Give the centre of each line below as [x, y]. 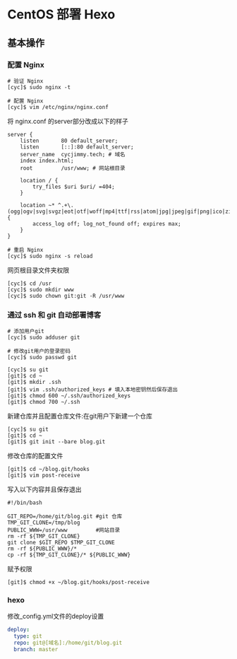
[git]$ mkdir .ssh [34, 383]
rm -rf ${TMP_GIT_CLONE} [44, 537]
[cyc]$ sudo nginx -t [39, 87]
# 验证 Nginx [25, 81]
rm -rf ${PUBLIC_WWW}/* [42, 549]
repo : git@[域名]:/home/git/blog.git [68, 643]
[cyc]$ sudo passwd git [42, 358]
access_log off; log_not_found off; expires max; [107, 223]
